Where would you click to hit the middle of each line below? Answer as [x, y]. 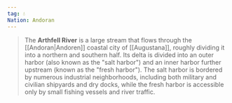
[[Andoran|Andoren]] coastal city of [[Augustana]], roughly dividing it [124, 47]
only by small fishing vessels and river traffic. [90, 92]
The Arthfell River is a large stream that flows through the [108, 40]
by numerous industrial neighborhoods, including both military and [121, 77]
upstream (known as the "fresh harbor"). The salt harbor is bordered [123, 70]
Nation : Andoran [31, 20]
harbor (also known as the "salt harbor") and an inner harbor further [123, 62]
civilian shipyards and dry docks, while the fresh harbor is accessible [124, 84]
